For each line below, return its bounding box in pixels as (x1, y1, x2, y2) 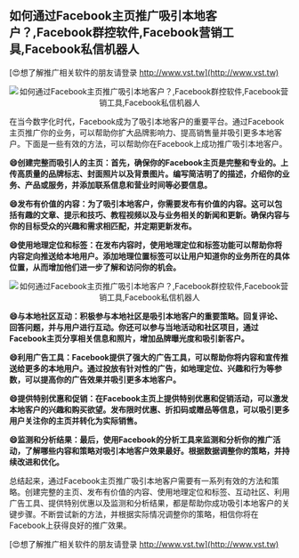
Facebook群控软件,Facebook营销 (36, 25, 222, 40)
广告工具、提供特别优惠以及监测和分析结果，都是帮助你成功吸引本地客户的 (9, 497, 282, 508)
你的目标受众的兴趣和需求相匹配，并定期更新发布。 (9, 221, 197, 231)
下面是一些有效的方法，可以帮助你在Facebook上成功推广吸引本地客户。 (24, 138, 287, 149)
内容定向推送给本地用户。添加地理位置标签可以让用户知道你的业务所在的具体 (9, 250, 290, 261)
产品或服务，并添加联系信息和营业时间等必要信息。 (24, 179, 212, 190)
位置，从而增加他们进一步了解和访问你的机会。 (9, 262, 181, 272)
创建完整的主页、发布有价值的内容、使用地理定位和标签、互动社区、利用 (24, 486, 290, 497)
